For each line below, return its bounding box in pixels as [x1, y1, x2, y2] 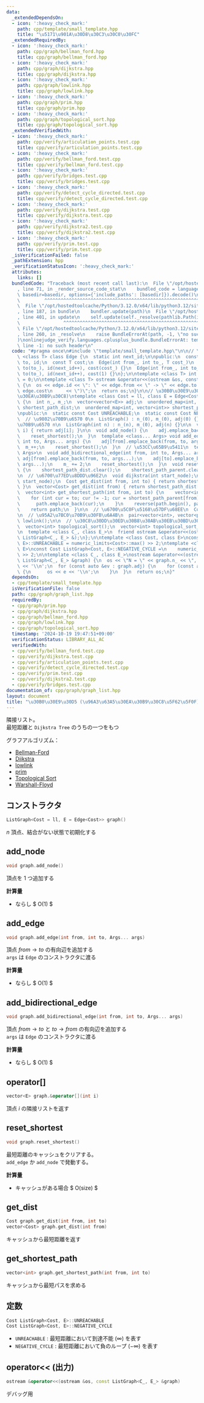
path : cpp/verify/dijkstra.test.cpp [17, 207, 110, 213]
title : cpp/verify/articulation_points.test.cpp [17, 144, 143, 151]
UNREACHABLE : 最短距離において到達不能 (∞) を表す [15, 1335, 141, 1342]
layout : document [6, 693, 50, 699]
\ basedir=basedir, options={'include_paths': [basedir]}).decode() [17, 291, 194, 298]
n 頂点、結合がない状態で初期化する [6, 828, 97, 836]
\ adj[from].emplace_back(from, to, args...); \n [17, 456, 143, 462]
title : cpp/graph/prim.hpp [17, 105, 86, 111]
